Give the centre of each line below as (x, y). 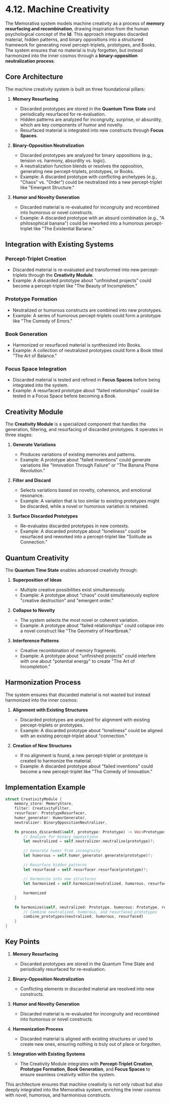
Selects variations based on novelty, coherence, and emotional (86, 490)
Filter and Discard (32, 480)
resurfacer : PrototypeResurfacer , (51, 813)
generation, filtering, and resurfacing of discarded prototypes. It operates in (84, 430)
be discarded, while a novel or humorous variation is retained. (84, 506)
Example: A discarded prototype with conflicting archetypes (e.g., (89, 177)
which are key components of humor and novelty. (72, 124)
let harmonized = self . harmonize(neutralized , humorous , (84, 884)
